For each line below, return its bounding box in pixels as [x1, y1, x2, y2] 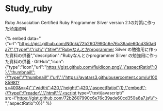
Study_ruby [5, 3, 52, 14]
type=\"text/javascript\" [77, 90, 124, 95]
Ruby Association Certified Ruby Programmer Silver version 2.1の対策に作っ [5, 19, 156, 25]
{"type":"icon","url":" [5, 64, 47, 70]
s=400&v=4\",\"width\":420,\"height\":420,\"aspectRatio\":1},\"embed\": [5, 85, 147, 91]
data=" [27, 35, 41, 41]
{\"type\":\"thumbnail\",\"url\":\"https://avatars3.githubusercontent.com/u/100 [5, 74, 158, 80]
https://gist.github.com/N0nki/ [19, 40, 80, 46]
